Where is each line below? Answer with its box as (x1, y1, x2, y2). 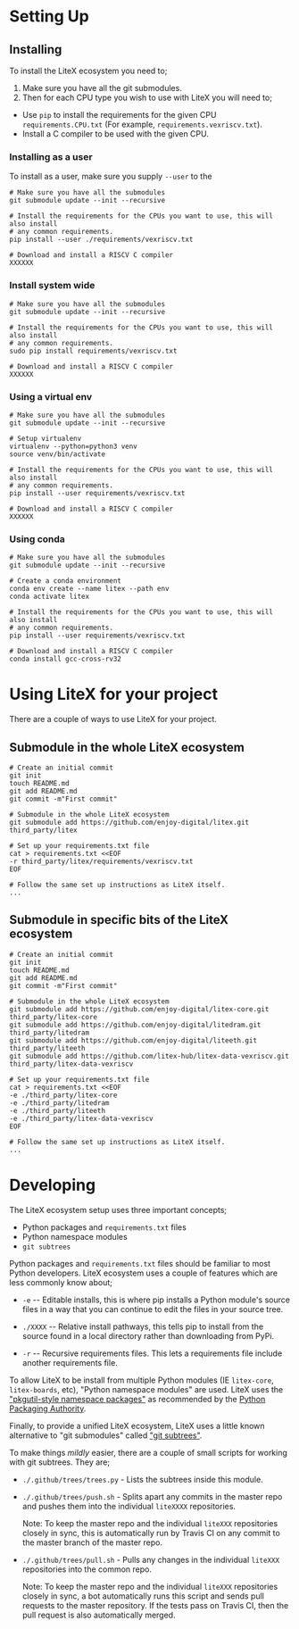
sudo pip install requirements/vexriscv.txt (9, 346, 178, 355)
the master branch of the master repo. (21, 1537, 163, 1548)
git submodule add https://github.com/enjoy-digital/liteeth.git (9, 1035, 257, 1045)
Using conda (9, 533, 65, 545)
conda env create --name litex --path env (9, 585, 170, 594)
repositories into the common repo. (21, 1564, 152, 1575)
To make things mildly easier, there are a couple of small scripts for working (9, 1447, 288, 1458)
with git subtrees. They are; (9, 1457, 110, 1467)
